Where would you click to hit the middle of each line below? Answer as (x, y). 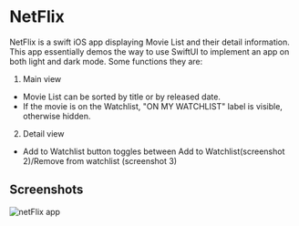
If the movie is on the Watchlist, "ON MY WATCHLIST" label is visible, (152, 106)
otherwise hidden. (57, 116)
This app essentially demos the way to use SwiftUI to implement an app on (149, 51)
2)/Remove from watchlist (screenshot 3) (100, 160)
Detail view (43, 133)
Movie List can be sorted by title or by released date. (122, 97)
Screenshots (46, 190)
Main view (42, 78)
